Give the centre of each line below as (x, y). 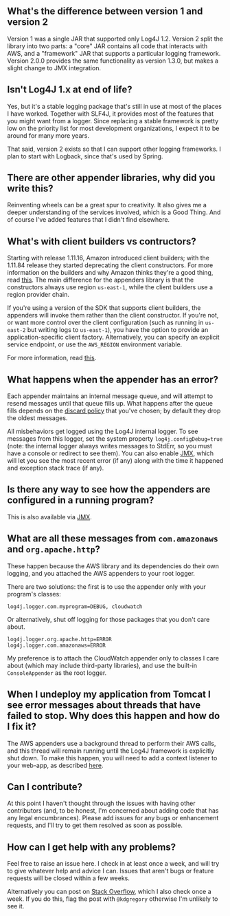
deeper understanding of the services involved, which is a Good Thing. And (114, 212)
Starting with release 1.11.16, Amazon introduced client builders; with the (108, 258)
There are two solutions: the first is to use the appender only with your (106, 586)
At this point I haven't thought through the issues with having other (101, 803)
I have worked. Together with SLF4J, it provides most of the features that (111, 114)
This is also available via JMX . (50, 517)
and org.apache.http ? (54, 549)
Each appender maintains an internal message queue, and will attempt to (110, 396)
